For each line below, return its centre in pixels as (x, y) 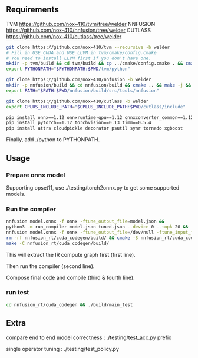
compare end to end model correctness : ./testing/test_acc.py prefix (89, 337)
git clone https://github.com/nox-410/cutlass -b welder (77, 101)
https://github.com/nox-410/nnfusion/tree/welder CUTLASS (79, 30)
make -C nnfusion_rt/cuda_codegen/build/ (58, 243)
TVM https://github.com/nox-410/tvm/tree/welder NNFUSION (81, 24)
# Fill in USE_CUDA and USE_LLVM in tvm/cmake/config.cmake (82, 52)
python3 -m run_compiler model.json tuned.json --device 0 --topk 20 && (97, 227)
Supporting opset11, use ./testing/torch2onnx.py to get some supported (93, 187)
